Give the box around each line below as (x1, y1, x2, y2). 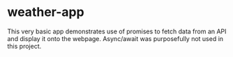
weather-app (7, 4, 85, 20)
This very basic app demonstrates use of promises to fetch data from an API (7, 27, 227, 35)
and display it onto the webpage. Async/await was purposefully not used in (7, 34, 224, 42)
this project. (7, 42, 42, 50)
